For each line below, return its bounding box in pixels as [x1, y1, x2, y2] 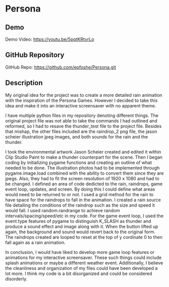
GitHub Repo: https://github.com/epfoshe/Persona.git [5, 64, 117, 70]
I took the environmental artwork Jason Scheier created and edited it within [5, 149, 161, 155]
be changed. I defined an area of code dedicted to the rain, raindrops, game [5, 181, 162, 187]
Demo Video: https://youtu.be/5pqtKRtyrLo [5, 36, 95, 42]
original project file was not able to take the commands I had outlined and [5, 117, 157, 123]
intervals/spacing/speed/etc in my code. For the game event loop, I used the [5, 213, 163, 219]
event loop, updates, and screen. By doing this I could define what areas [5, 186, 155, 192]
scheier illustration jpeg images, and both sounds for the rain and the [5, 133, 148, 139]
